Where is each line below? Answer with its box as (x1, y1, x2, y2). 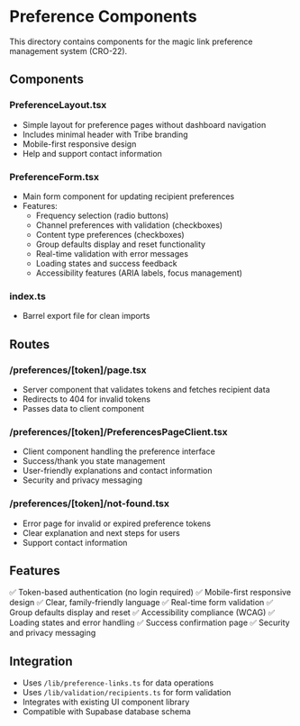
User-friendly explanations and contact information (22, 466, 213, 476)
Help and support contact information (22, 148, 162, 159)
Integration (9, 653, 74, 668)
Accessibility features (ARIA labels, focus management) (35, 268, 243, 278)
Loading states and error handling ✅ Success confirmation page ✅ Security (9, 617, 290, 628)
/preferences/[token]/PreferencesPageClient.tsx (9, 425, 228, 438)
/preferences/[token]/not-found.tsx (9, 497, 169, 510)
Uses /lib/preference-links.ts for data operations (22, 677, 214, 688)
